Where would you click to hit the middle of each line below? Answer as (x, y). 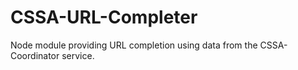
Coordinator (35, 55)
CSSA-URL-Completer (104, 17)
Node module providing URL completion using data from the (134, 45)
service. (78, 55)
